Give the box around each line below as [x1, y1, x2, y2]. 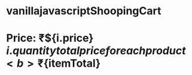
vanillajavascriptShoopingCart [6, 4, 161, 18]
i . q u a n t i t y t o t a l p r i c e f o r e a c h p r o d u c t [6, 44, 186, 58]
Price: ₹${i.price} [6, 32, 94, 45]
